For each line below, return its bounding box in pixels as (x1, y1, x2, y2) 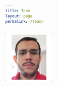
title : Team (5, 8, 30, 13)
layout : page (5, 13, 33, 19)
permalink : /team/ (5, 19, 44, 24)
